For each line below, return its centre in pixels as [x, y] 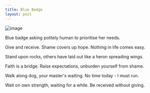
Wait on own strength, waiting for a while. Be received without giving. [75, 85]
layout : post [18, 14]
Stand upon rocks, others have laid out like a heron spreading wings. [74, 56]
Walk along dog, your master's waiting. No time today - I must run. [72, 75]
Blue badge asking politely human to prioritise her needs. [63, 38]
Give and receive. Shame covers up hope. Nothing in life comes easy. [75, 47]
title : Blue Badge [24, 10]
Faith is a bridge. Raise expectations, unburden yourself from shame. [75, 66]
